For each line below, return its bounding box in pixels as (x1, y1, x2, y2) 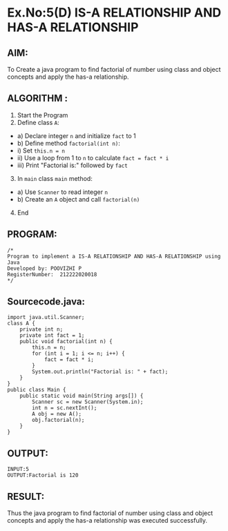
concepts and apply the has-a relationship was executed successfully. (7, 516, 208, 525)
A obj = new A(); (32, 411, 82, 418)
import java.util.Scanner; (7, 314, 85, 321)
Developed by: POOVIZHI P (7, 264, 82, 272)
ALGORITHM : (7, 93, 68, 104)
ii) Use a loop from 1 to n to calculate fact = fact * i (17, 153, 169, 162)
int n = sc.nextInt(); (32, 405, 97, 412)
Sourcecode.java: (7, 296, 85, 308)
